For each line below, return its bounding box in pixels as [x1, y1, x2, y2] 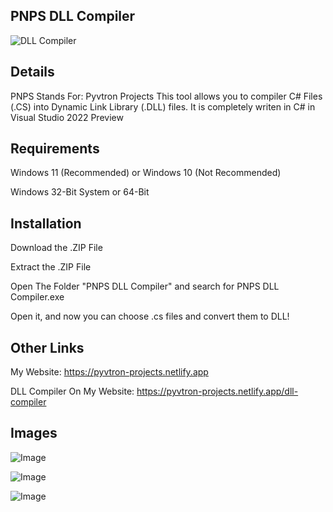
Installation [10, 215, 82, 232]
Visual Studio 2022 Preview [10, 111, 124, 123]
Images [10, 425, 58, 442]
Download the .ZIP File [10, 242, 103, 254]
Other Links [10, 339, 85, 356]
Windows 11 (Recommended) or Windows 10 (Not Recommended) [10, 167, 282, 179]
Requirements [10, 140, 100, 158]
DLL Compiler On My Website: [10, 385, 135, 398]
